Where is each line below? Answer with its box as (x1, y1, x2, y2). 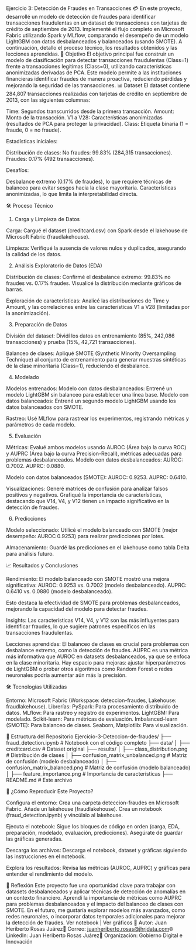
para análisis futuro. (6, 550, 54, 557)
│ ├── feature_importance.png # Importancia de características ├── (6, 770, 173, 777)
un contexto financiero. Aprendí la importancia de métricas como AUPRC (6, 894, 182, 901)
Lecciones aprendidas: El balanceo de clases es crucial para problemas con (6, 641, 189, 648)
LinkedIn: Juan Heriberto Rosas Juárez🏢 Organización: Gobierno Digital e (6, 932, 183, 939)
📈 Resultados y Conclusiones (6, 562, 78, 569)
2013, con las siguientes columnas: (6, 97, 91, 104)
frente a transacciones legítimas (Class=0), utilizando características (6, 63, 172, 70)
